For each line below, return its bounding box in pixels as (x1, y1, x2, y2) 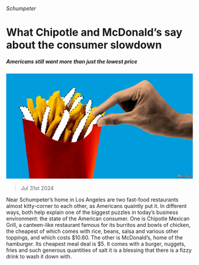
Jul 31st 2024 (20, 185, 54, 192)
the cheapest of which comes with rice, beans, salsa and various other (6, 228, 179, 235)
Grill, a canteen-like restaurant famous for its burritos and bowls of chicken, (6, 222, 191, 229)
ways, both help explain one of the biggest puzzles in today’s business (6, 209, 179, 216)
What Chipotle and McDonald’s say (6, 26, 182, 39)
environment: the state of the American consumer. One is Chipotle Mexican (6, 215, 190, 222)
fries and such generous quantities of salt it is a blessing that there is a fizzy (6, 247, 192, 254)
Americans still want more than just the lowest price (6, 58, 138, 65)
